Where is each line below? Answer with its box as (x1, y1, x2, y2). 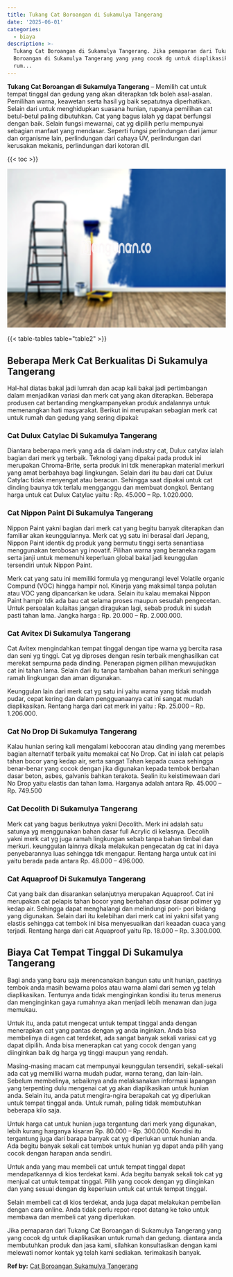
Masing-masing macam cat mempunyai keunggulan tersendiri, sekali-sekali (7, 1062, 223, 1070)
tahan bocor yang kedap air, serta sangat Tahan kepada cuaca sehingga (7, 757, 214, 766)
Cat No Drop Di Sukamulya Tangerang (7, 726, 137, 736)
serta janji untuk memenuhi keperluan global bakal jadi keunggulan (7, 553, 198, 561)
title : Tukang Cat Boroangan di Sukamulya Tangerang (7, 11, 163, 18)
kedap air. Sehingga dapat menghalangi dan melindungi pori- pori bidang (7, 904, 216, 913)
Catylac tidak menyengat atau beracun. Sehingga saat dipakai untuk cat (7, 476, 213, 484)
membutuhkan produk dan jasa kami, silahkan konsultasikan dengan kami (7, 1241, 218, 1249)
